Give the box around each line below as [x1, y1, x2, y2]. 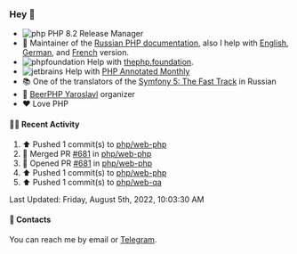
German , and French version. [21, 47, 129, 58]
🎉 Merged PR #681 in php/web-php [21, 148, 152, 159]
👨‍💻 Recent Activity [9, 119, 80, 129]
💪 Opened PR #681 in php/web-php [21, 158, 153, 168]
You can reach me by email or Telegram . [9, 234, 157, 244]
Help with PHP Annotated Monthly [65, 66, 190, 77]
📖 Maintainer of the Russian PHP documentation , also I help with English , [21, 37, 289, 48]
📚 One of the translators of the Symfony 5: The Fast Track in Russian [21, 76, 277, 87]
